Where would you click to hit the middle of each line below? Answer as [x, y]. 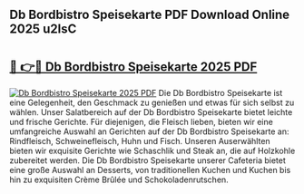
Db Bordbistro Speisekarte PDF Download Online [150, 15]
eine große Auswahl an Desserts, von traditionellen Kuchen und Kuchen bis [150, 170]
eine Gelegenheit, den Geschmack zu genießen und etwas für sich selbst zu [152, 102]
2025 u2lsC [43, 29]
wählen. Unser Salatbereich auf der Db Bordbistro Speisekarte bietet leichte [151, 112]
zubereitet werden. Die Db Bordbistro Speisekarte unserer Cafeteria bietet [147, 160]
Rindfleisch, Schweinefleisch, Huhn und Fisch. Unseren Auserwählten [140, 141]
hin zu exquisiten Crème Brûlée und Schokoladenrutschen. [119, 179]
